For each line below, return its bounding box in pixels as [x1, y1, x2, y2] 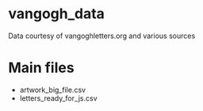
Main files [8, 59, 75, 77]
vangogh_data [8, 5, 105, 23]
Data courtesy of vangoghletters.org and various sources [8, 31, 196, 40]
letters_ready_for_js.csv [19, 93, 98, 103]
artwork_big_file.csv [19, 85, 86, 94]
